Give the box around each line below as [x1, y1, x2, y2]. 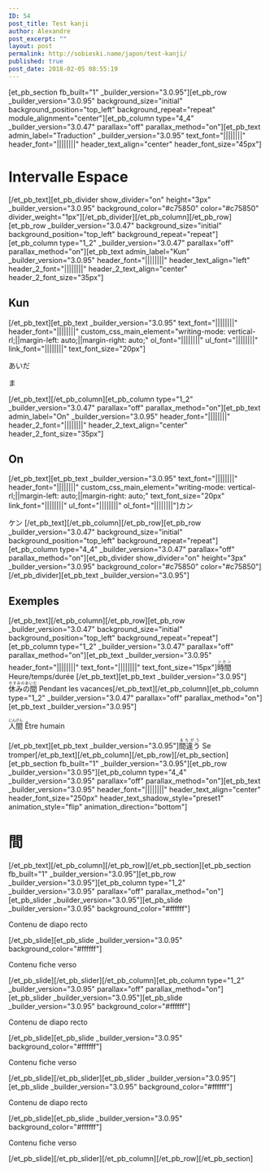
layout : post [8, 42, 53, 50]
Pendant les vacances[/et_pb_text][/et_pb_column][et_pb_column [38, 684, 259, 694]
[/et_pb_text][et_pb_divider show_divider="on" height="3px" [8, 195, 211, 204]
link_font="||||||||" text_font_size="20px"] [8, 344, 146, 353]
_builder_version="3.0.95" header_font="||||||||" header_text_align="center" [8, 785, 262, 795]
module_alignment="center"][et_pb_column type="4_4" [8, 113, 194, 123]
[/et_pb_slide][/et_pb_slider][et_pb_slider [8, 1073, 145, 1083]
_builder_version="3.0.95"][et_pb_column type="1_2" [8, 878, 186, 888]
